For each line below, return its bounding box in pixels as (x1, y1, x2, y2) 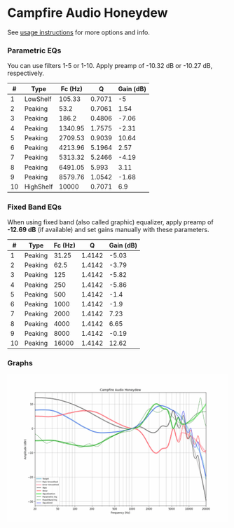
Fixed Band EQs (7, 202, 62, 212)
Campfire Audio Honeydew (7, 5, 168, 21)
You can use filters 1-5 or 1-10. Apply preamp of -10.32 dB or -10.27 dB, (7, 62, 213, 70)
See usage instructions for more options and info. (7, 28, 151, 36)
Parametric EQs (7, 46, 62, 55)
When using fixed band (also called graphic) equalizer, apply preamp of (7, 218, 214, 226)
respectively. (7, 69, 44, 78)
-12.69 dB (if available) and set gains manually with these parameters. (7, 226, 209, 234)
